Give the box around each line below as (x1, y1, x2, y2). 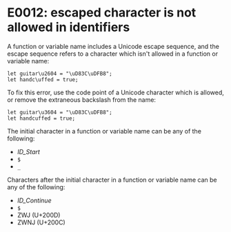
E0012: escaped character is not (7, 5, 197, 21)
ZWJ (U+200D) (17, 211, 61, 219)
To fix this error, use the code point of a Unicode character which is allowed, (7, 88, 224, 96)
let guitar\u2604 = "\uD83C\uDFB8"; (7, 70, 112, 77)
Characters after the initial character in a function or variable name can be (7, 176, 217, 184)
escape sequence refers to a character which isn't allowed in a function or (7, 50, 219, 58)
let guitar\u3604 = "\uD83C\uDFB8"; (7, 109, 112, 116)
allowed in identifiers (7, 19, 130, 35)
